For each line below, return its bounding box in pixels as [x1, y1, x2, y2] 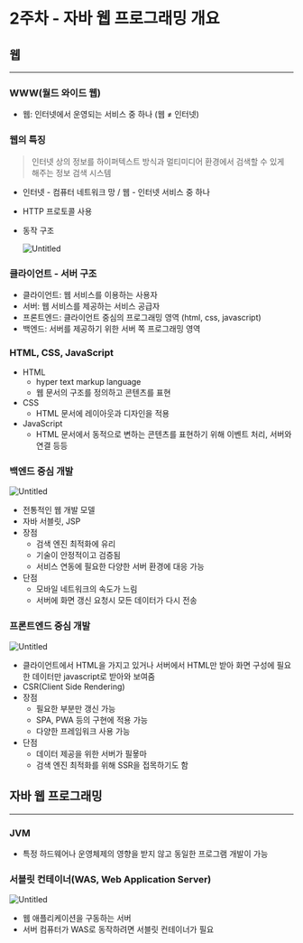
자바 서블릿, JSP [22, 516, 81, 527]
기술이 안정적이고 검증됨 [35, 550, 122, 561]
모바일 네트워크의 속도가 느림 [35, 584, 138, 594]
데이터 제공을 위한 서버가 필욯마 [35, 748, 147, 759]
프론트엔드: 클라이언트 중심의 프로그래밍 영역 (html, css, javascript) [22, 312, 262, 322]
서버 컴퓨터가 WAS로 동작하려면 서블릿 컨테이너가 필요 [22, 924, 215, 935]
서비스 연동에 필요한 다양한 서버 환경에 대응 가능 [35, 561, 205, 572]
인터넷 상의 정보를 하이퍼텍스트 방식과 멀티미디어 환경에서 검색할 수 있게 [31, 155, 285, 167]
